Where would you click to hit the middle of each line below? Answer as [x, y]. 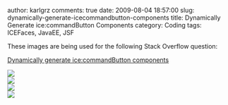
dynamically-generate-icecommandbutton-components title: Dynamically [114, 18]
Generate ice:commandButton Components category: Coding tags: [105, 25]
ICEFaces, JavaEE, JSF [41, 32]
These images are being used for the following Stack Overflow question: [113, 46]
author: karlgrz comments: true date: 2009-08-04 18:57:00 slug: [101, 10]
